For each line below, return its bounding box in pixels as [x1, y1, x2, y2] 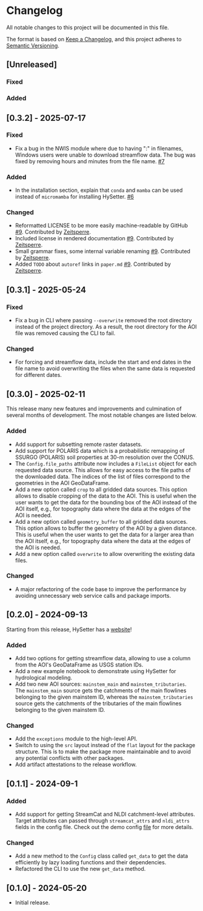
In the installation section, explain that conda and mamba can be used [15, 186, 183, 194]
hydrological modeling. [15, 674, 73, 681]
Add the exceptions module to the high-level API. [15, 735, 138, 742]
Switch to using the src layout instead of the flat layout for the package [15, 742, 196, 749]
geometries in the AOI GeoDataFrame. [15, 479, 110, 486]
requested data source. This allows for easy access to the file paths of [15, 466, 191, 473]
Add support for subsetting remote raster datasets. [15, 441, 142, 448]
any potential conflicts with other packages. [15, 754, 125, 762]
